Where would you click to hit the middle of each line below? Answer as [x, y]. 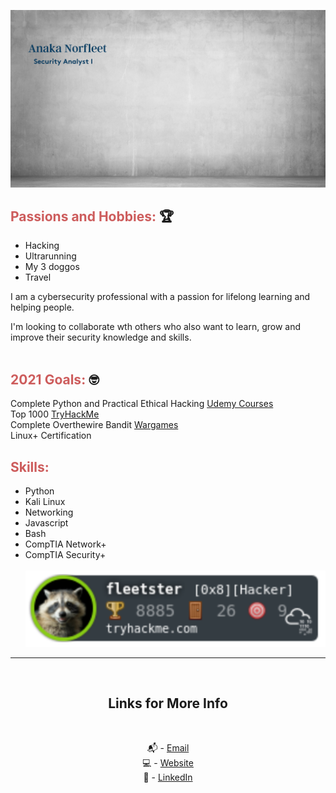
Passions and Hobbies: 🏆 [92, 216]
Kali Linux [45, 501]
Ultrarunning [50, 256]
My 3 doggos [52, 267]
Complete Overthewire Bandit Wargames [94, 425]
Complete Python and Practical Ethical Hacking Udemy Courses [142, 404]
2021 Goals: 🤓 [55, 379]
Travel [38, 277]
